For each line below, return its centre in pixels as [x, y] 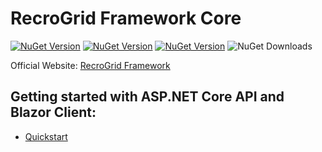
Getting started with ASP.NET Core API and [147, 97]
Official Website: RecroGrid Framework [90, 65]
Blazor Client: [53, 112]
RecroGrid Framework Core [126, 18]
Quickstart [46, 136]
